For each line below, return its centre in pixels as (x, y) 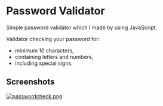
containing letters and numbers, (54, 57)
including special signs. (44, 63)
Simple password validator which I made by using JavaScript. (82, 27)
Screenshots (30, 82)
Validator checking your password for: (53, 39)
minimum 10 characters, (44, 50)
